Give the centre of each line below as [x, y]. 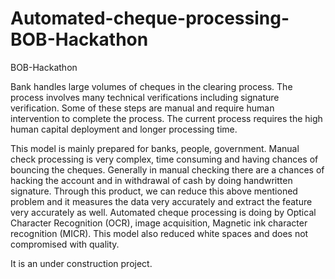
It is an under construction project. [81, 263]
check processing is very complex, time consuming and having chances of [164, 159]
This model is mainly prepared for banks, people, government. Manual [155, 148]
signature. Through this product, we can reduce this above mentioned [154, 191]
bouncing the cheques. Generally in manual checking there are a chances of [167, 169]
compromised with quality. [65, 244]
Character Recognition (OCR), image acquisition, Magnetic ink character [159, 223]
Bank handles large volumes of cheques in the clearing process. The [151, 86]
